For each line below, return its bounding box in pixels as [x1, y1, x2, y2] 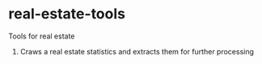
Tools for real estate [8, 31, 75, 41]
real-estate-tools [8, 5, 125, 23]
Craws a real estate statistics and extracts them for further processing [19, 46, 255, 56]
